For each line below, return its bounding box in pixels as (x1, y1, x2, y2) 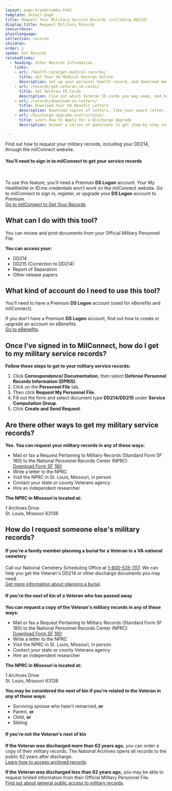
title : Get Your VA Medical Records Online (18, 75, 114, 80)
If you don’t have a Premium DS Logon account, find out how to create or (5, 316, 160, 322)
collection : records (5, 36, 50, 42)
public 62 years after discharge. (5, 753, 73, 760)
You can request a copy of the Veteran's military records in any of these (5, 604, 161, 610)
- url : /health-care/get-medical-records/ (14, 70, 106, 75)
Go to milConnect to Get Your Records (5, 201, 86, 207)
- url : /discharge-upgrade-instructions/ (14, 113, 104, 118)
